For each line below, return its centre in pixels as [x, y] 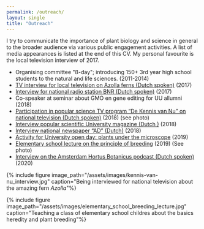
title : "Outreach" [30, 23]
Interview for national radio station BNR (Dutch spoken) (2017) [93, 92]
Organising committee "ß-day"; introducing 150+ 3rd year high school [103, 72]
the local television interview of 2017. [53, 60]
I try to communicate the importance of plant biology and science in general [102, 41]
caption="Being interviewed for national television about [122, 182]
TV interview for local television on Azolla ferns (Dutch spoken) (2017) [104, 85]
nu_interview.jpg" [28, 182]
